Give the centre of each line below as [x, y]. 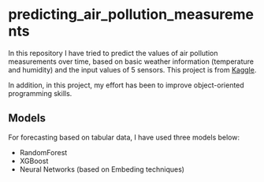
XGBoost [34, 161]
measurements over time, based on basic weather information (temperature [131, 61]
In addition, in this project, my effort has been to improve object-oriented [126, 85]
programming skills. [40, 93]
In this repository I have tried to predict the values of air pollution [113, 53]
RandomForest [43, 152]
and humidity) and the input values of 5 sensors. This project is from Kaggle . [132, 69]
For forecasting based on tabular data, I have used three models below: [124, 137]
